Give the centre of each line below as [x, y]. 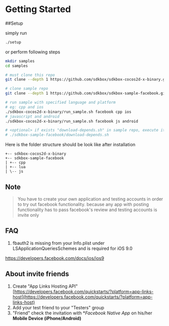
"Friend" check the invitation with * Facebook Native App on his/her [82, 313]
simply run [16, 33]
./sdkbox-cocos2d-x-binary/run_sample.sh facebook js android [72, 121]
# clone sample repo [27, 89]
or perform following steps [33, 52]
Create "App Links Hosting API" [45, 286]
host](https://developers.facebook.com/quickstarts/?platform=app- [82, 297]
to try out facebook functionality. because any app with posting [83, 204]
